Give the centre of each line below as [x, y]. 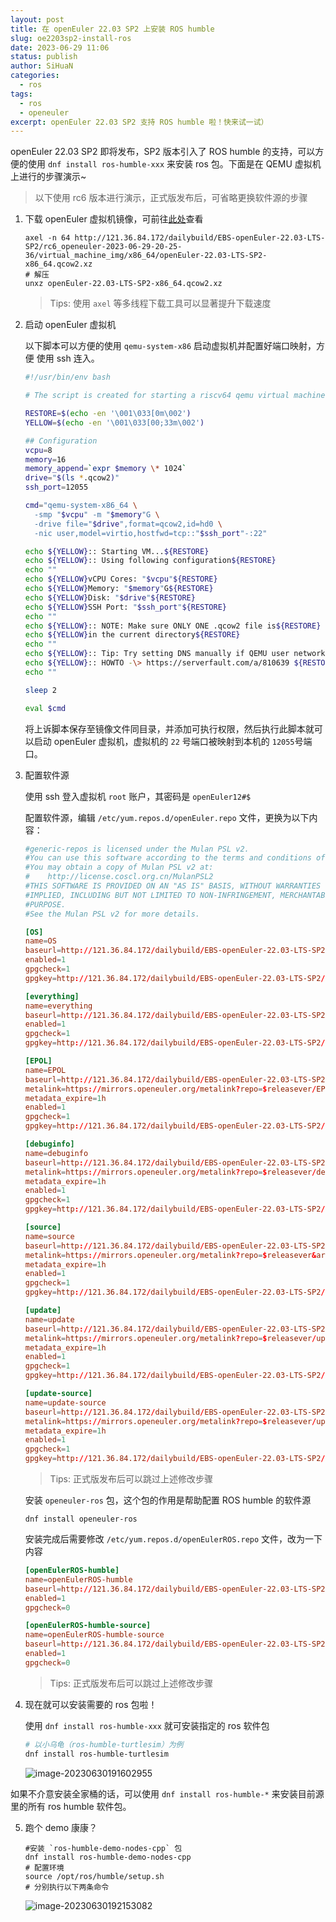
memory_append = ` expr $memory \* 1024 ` [105, 469]
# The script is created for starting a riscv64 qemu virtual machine [175, 396]
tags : [21, 94]
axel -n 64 [47, 238]
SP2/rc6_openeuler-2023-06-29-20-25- [103, 247]
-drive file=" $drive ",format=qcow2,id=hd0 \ [128, 524]
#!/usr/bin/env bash [67, 377]
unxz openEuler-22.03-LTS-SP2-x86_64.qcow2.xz [123, 284]
